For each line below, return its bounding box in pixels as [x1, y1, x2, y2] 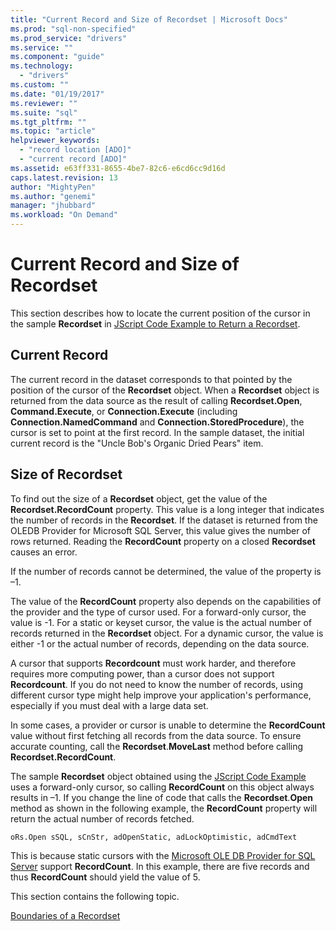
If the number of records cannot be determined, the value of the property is [10, 565, 322, 577]
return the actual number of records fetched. [10, 812, 195, 825]
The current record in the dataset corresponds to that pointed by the [10, 373, 293, 385]
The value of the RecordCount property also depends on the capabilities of [10, 595, 322, 607]
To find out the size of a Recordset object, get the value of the [10, 492, 268, 505]
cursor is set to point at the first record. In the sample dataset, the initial [10, 426, 305, 438]
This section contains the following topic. [10, 890, 180, 902]
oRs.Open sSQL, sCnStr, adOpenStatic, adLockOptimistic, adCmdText [10, 832, 298, 842]
